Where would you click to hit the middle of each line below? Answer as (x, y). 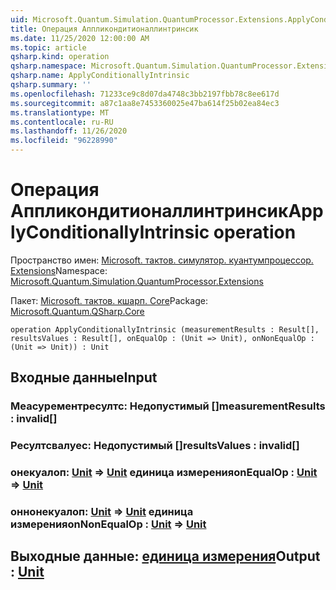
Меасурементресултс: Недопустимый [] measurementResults (168, 406)
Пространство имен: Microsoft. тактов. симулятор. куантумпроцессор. (162, 260)
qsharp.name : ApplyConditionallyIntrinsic (100, 76)
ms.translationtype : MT (60, 112)
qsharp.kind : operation (60, 57)
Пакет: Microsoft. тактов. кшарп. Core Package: (109, 300)
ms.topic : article (48, 47)
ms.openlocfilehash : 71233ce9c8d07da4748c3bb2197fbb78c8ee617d (145, 94)
